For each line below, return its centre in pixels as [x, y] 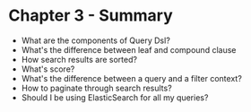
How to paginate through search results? [96, 88]
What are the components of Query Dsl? [96, 40]
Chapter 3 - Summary [91, 16]
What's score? [48, 69]
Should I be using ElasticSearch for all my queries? [115, 97]
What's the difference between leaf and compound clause [129, 49]
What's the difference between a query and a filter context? [132, 78]
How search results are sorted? [79, 59]
